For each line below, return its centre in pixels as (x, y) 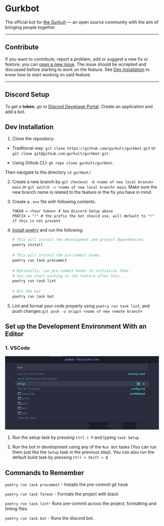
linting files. (17, 509)
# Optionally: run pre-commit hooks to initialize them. (71, 271)
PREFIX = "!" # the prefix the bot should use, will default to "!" (83, 216)
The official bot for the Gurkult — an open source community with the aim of (82, 22)
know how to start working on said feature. (48, 74)
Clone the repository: (33, 139)
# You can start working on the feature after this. (67, 276)
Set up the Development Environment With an (76, 327)
